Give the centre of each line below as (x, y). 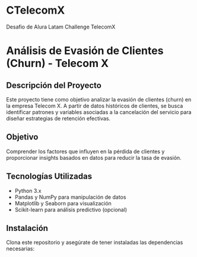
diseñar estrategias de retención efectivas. (58, 118)
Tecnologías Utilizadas (49, 177)
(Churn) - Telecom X (58, 64)
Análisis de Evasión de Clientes (85, 51)
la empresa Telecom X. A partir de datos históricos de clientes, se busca (95, 106)
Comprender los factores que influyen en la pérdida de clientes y (85, 151)
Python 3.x (28, 191)
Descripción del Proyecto (54, 85)
